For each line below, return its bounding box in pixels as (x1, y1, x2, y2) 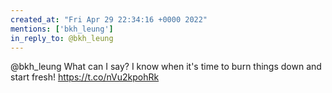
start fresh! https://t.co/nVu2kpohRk (10, 71, 160, 83)
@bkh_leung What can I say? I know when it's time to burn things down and (10, 61, 322, 73)
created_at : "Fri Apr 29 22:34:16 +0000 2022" (10, 14, 208, 25)
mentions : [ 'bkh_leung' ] (10, 24, 114, 34)
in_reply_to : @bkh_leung (10, 33, 114, 43)
